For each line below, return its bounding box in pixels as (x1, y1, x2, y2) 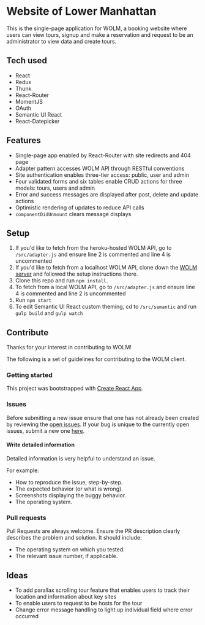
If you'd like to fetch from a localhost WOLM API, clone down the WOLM (15, 264, 198, 271)
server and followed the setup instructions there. (15, 270, 138, 278)
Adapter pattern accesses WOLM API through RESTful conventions (15, 165, 185, 172)
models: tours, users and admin (15, 184, 95, 192)
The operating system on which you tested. (15, 546, 125, 553)
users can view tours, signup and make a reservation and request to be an (6, 31, 194, 38)
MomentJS (15, 98, 43, 105)
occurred (15, 613, 39, 620)
